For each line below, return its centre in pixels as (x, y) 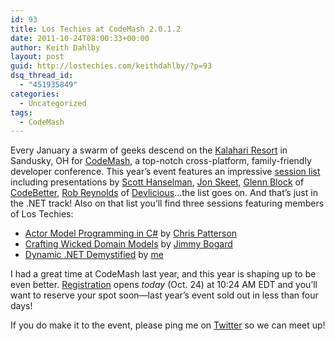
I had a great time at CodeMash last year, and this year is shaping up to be (163, 274)
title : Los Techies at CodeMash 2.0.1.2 (96, 29)
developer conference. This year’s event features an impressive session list (165, 172)
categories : (35, 94)
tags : (21, 112)
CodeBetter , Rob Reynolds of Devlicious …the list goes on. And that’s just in (164, 193)
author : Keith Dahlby (55, 47)
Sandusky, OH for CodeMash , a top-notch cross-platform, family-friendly (161, 161)
